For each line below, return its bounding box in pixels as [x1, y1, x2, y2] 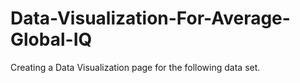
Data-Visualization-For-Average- [10, 7, 291, 30]
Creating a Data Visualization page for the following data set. [10, 61, 261, 73]
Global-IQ [10, 28, 93, 51]
